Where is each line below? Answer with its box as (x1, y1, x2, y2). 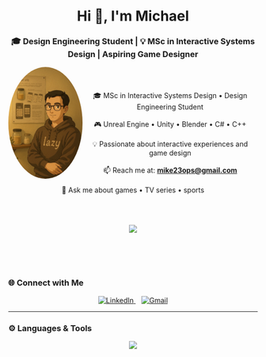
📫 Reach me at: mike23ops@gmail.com (102, 165, 237, 175)
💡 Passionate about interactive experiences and (92, 139, 249, 149)
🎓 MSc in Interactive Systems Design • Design (93, 91, 248, 101)
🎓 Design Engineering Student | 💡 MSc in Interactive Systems (10, 36, 256, 47)
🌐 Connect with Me (8, 277, 85, 288)
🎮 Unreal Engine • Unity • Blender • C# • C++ (93, 120, 247, 129)
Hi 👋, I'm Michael (76, 7, 190, 25)
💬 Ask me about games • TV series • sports (62, 185, 204, 195)
